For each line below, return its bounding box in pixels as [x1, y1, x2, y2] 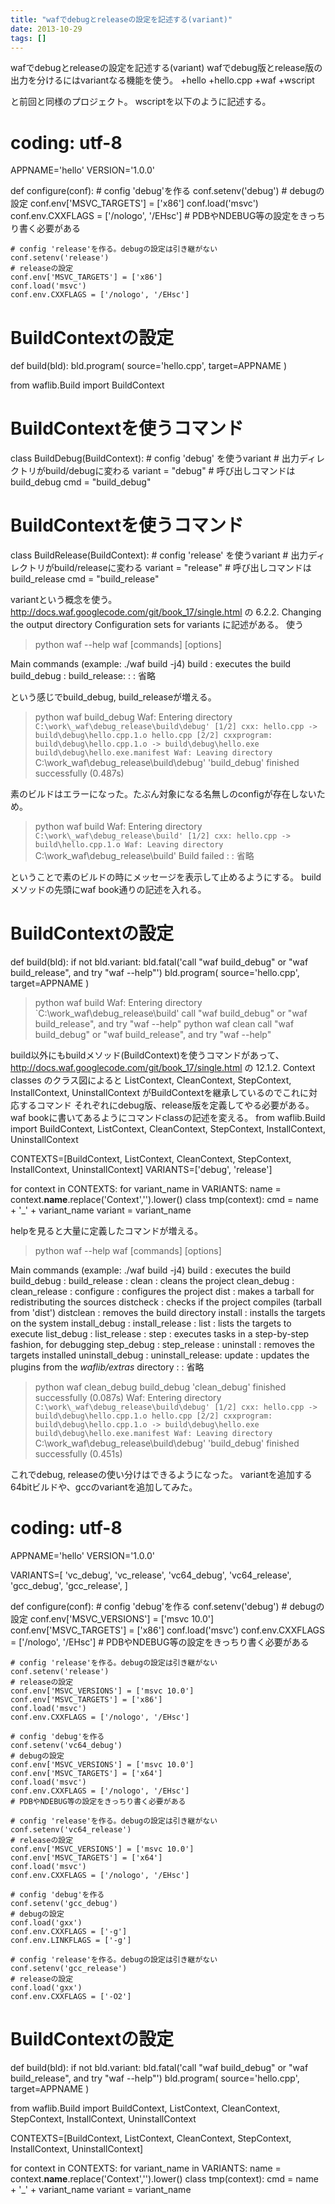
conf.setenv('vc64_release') [10, 1825, 132, 1835]
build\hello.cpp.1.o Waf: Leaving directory [34, 840, 224, 850]
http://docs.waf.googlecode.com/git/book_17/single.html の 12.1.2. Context [10, 1062, 316, 1074]
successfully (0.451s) [34, 1448, 123, 1460]
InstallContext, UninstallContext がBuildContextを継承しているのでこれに [10, 1087, 310, 1099]
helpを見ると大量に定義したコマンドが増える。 [10, 1225, 203, 1237]
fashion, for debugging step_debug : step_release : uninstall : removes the [10, 1339, 315, 1351]
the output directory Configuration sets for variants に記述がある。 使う [10, 619, 304, 631]
